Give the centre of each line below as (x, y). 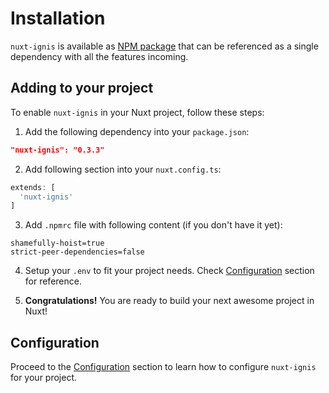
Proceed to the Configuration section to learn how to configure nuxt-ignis (163, 367)
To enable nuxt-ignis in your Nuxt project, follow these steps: (137, 112)
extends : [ (33, 187)
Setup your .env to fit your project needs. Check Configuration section (169, 271)
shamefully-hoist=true (57, 243)
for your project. (44, 378)
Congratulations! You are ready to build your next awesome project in (169, 301)
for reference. (53, 281)
